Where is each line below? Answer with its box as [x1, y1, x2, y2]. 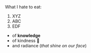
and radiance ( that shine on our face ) [12, 43, 87, 48]
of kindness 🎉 [12, 38, 40, 43]
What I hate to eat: [5, 4, 42, 10]
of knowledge [12, 33, 41, 38]
